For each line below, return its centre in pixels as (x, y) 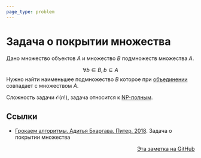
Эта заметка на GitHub (166, 149)
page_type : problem (31, 12)
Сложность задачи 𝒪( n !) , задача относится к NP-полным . (80, 97)
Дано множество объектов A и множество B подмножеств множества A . (100, 58)
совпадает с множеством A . (42, 85)
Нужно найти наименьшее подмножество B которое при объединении (97, 79)
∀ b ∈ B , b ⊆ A (100, 70)
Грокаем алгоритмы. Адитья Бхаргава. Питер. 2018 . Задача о (93, 131)
